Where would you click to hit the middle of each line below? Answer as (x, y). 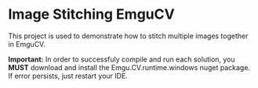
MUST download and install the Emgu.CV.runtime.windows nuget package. (129, 67)
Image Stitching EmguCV (91, 14)
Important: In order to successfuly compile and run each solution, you (122, 59)
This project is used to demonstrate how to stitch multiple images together (128, 36)
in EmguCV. (27, 44)
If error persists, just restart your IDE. (68, 76)
